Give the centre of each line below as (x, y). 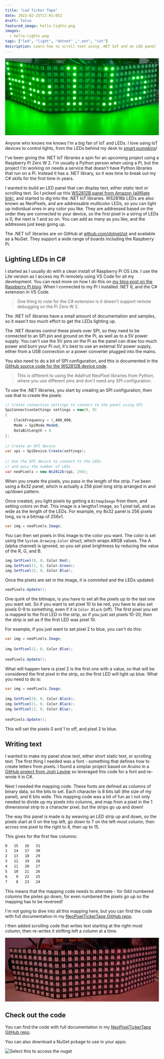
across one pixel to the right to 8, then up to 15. (52, 827)
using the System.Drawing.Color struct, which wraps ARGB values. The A (78, 540)
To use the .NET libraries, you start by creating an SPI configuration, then (79, 390)
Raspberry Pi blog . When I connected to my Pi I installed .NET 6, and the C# (81, 287)
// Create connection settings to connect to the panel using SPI (74, 405)
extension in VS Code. (27, 292)
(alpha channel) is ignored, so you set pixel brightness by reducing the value (82, 546)
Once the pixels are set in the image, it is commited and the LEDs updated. (80, 580)
